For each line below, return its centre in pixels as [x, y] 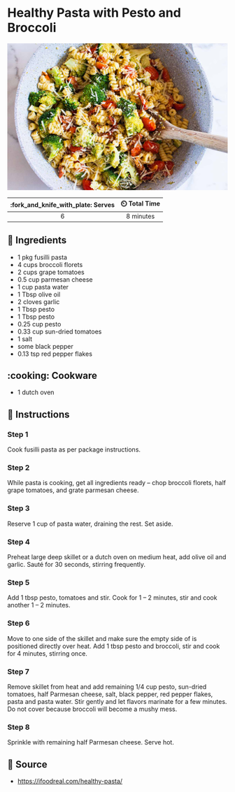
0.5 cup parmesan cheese [55, 279]
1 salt [25, 339]
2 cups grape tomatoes [51, 272]
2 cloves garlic [38, 301]
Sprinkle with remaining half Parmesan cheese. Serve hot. [91, 742]
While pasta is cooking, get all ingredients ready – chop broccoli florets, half [116, 483]
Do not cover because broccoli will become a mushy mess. [92, 709]
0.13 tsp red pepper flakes [55, 354]
